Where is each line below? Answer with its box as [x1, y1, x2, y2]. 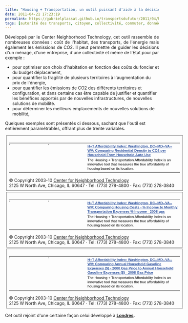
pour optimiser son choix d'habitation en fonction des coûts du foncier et [12, 64, 159, 70]
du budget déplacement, [12, 69, 62, 76]
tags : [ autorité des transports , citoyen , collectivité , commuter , [5, 20, 146, 26]
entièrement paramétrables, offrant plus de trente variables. [5, 125, 125, 132]
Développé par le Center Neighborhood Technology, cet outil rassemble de [5, 34, 159, 40]
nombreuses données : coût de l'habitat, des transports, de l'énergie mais [5, 40, 159, 45]
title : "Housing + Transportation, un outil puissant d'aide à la [5, 7, 143, 12]
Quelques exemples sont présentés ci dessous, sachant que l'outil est [5, 121, 146, 126]
